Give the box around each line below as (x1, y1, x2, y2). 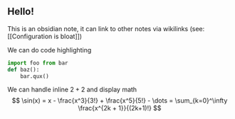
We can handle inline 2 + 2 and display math (7, 85, 137, 94)
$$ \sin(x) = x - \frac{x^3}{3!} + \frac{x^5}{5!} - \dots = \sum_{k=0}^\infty (11, 96, 228, 105)
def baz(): (7, 66, 40, 73)
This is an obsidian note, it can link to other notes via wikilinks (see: (7, 24, 205, 33)
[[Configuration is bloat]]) (7, 32, 83, 40)
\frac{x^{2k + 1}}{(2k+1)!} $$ (78, 104, 162, 113)
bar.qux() (20, 72, 50, 80)
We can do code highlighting (7, 45, 92, 54)
